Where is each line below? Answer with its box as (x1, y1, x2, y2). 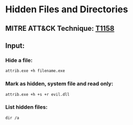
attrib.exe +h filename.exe (5, 68, 65, 74)
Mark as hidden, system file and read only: (5, 80, 114, 88)
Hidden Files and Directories (5, 4, 128, 15)
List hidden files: (5, 103, 48, 111)
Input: (5, 41, 25, 50)
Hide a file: (5, 56, 33, 64)
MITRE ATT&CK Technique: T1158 (5, 24, 115, 33)
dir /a (5, 115, 19, 120)
